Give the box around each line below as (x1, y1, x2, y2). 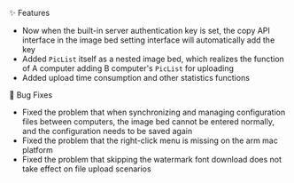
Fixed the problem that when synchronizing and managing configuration (21, 107, 286, 117)
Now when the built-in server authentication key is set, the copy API (21, 26, 270, 36)
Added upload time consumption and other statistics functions (21, 73, 251, 83)
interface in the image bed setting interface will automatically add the (21, 35, 275, 45)
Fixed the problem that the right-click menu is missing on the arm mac (21, 135, 279, 146)
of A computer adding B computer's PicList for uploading (21, 63, 235, 74)
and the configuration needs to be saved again (21, 126, 193, 136)
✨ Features (9, 8, 50, 18)
